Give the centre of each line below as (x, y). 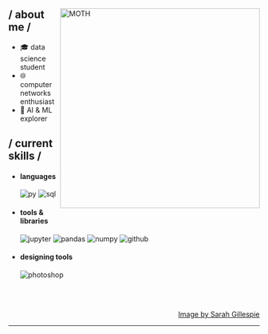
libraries (34, 221)
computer (36, 84)
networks (35, 93)
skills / (25, 156)
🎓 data (32, 47)
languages (38, 176)
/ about (27, 15)
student (32, 67)
